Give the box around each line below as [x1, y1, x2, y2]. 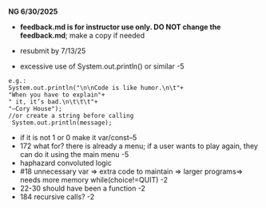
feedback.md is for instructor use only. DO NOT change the [19, 22, 221, 31]
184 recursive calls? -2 [19, 192, 95, 202]
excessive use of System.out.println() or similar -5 [19, 61, 185, 71]
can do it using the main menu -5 [19, 150, 129, 159]
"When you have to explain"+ [8, 91, 105, 99]
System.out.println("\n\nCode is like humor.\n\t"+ [8, 84, 184, 92]
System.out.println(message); [11, 119, 113, 127]
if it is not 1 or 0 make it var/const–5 [19, 133, 137, 142]
